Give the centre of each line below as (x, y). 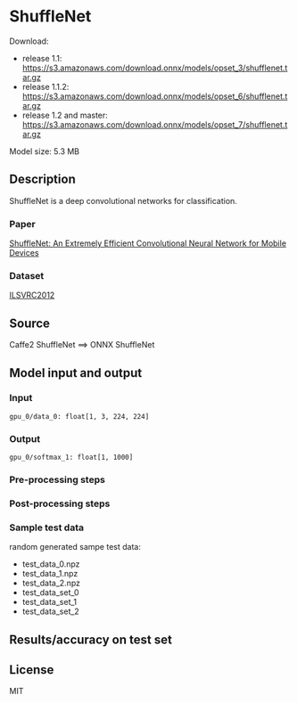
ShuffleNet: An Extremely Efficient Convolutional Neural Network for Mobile (148, 243)
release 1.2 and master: (65, 115)
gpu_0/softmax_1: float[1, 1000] (71, 458)
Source (30, 323)
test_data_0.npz (51, 564)
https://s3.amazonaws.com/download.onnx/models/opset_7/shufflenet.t (155, 124)
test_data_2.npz (51, 583)
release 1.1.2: (45, 86)
